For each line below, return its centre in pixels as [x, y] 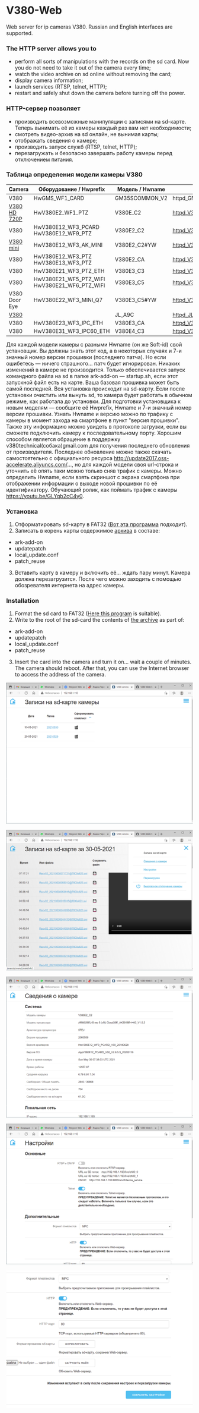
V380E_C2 [128, 212]
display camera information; [49, 80]
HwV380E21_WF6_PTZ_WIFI [69, 285]
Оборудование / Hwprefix [72, 189]
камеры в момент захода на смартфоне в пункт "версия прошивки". [93, 420]
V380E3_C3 [130, 270]
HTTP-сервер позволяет [44, 109]
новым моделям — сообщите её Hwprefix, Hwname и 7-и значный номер [99, 407]
